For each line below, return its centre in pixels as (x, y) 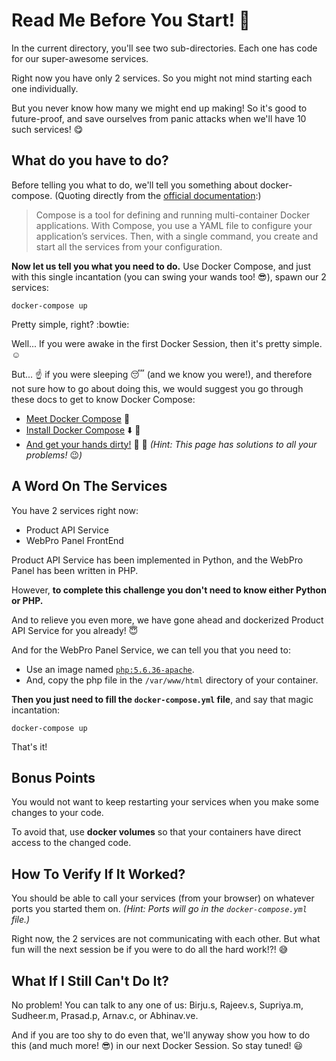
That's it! (29, 746)
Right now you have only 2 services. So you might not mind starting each (162, 78)
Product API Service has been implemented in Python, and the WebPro (157, 560)
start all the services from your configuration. (129, 246)
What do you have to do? (90, 160)
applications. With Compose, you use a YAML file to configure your (174, 225)
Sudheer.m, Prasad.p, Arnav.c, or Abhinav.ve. (105, 1015)
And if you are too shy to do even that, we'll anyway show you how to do (161, 1035)
